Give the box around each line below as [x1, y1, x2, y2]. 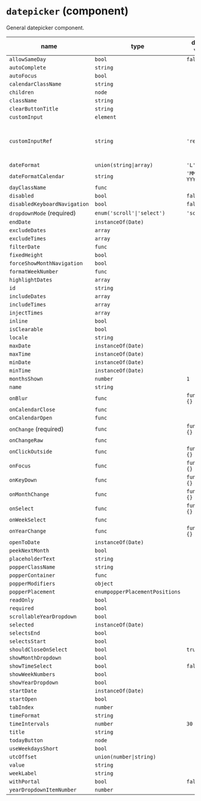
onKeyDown [9, 476, 37, 484]
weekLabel [9, 770, 37, 776]
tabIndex [9, 704, 34, 710]
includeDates [9, 293, 47, 299]
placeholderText [9, 555, 56, 562]
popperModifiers [9, 580, 56, 587]
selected [9, 621, 34, 628]
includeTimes [9, 301, 47, 308]
